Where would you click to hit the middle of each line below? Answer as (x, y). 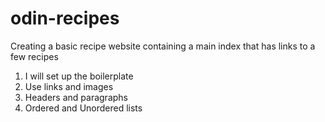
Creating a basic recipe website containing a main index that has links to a (163, 46)
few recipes (34, 56)
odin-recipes (65, 18)
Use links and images (69, 86)
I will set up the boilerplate (79, 76)
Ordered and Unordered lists (83, 108)
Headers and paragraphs (76, 97)
